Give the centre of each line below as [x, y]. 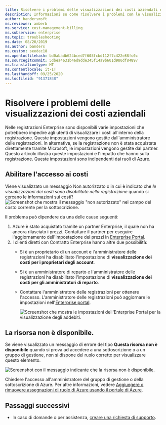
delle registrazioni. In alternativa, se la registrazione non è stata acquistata [81, 143]
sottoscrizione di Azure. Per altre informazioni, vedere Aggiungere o [74, 385]
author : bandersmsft [26, 19]
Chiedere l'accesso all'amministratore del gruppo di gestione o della [75, 380]
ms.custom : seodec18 [26, 51]
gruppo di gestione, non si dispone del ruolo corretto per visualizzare [75, 355]
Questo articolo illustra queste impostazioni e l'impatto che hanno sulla [77, 153]
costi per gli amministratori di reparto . [59, 282]
